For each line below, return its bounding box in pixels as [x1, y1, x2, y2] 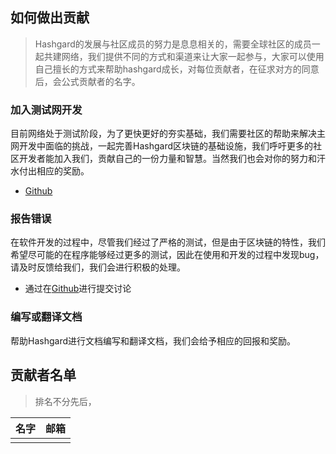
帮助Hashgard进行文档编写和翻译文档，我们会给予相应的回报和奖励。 [10, 334, 296, 347]
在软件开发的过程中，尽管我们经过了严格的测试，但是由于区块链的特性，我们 [10, 236, 326, 248]
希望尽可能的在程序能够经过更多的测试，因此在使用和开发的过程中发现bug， [10, 249, 325, 261]
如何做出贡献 [10, 9, 90, 27]
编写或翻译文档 [10, 310, 83, 324]
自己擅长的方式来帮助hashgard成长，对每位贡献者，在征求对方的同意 [34, 63, 320, 75]
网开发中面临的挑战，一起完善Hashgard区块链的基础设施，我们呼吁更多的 [10, 140, 313, 152]
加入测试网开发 [10, 103, 83, 117]
